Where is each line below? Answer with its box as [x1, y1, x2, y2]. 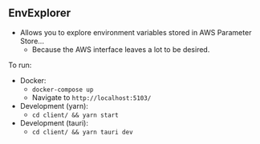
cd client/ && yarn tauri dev [31, 128, 134, 136]
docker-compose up [31, 86, 94, 94]
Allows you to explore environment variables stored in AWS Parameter [19, 27, 252, 37]
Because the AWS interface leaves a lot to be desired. [31, 44, 210, 54]
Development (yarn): [19, 101, 88, 110]
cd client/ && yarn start [31, 111, 119, 119]
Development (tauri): [19, 118, 88, 127]
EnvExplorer [8, 6, 71, 20]
